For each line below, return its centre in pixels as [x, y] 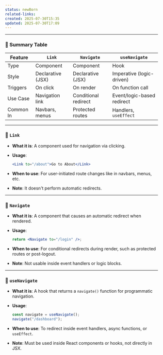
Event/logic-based [134, 95]
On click [45, 87]
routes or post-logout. [34, 254]
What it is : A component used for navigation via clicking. [69, 146]
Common [18, 109]
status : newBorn [21, 9]
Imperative [124, 74]
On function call [130, 87]
